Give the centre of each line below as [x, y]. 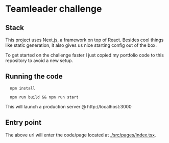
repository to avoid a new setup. [39, 61]
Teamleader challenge [54, 9]
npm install [23, 88]
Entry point [23, 123]
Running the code [34, 77]
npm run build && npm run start [44, 97]
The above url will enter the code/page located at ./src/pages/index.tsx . [81, 135]
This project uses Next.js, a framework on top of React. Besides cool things [84, 40]
